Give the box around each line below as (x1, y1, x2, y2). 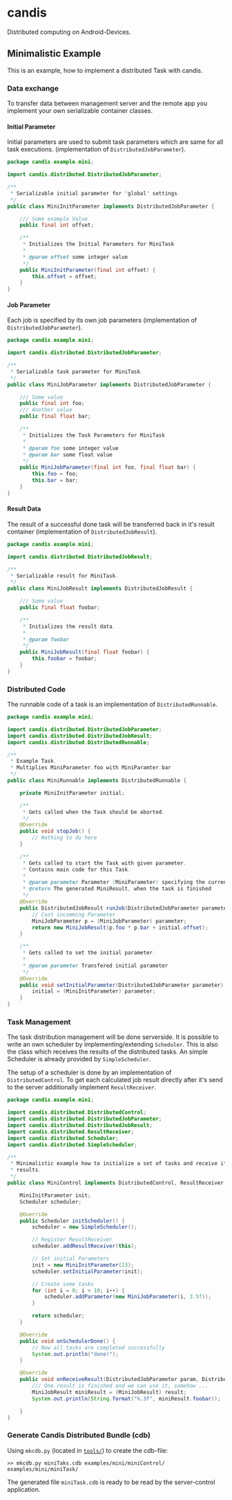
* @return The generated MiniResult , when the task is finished (22, 885, 212, 892)
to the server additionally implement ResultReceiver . (7, 1083, 157, 1092)
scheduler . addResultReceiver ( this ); (32, 1243, 137, 1250)
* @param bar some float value (22, 451, 113, 458)
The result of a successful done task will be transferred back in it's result (7, 520, 215, 528)
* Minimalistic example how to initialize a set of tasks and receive (10, 1160, 217, 1167)
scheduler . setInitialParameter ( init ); (32, 1268, 144, 1275)
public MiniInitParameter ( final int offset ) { (19, 266, 156, 273)
